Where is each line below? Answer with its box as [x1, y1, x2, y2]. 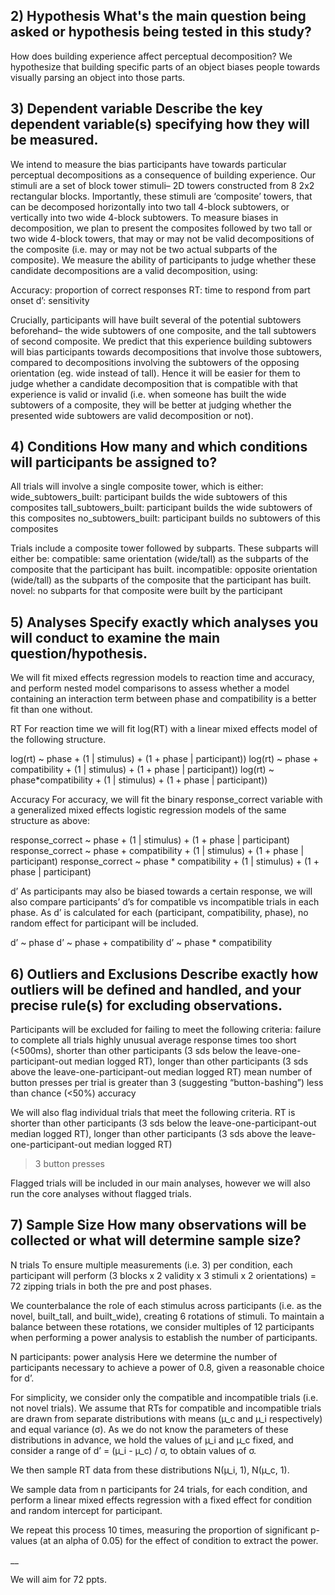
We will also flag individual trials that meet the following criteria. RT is [10, 1107, 296, 1119]
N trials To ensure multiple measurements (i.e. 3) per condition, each [10, 1259, 293, 1271]
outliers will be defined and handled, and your [10, 981, 302, 998]
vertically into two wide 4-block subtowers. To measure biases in [10, 211, 279, 223]
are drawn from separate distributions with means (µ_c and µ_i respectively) [10, 1412, 323, 1424]
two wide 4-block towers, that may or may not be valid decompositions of [10, 232, 315, 244]
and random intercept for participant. [10, 1504, 163, 1516]
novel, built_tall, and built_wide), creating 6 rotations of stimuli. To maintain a [10, 1310, 325, 1322]
